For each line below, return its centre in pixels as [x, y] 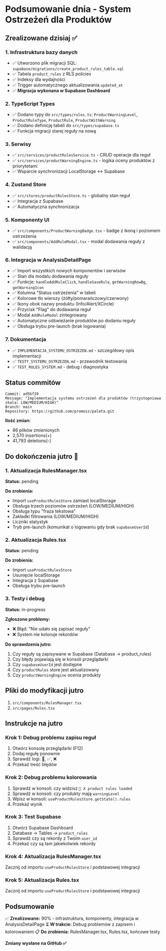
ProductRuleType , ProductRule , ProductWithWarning [64, 120]
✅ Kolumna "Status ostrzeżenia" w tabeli [54, 293]
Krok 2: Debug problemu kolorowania [51, 777]
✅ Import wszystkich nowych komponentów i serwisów [69, 271]
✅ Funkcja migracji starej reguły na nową [54, 131]
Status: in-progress [25, 609]
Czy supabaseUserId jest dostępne [47, 664]
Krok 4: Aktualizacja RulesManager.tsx [53, 856]
